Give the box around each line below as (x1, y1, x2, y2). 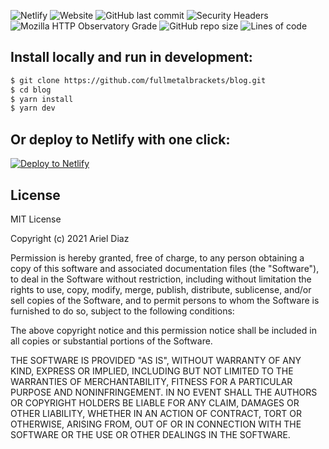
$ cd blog (10, 85, 52, 95)
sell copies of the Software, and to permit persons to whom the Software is (10, 294, 320, 306)
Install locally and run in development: (10, 49, 253, 66)
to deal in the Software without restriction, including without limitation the (10, 273, 312, 285)
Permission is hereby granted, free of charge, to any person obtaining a (10, 251, 305, 264)
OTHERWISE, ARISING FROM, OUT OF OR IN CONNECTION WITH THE (10, 418, 302, 430)
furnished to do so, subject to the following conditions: (10, 305, 235, 317)
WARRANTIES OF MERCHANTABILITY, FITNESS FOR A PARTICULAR (10, 375, 293, 387)
